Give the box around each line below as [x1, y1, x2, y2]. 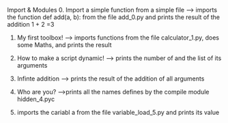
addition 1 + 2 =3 [7, 20, 55, 28]
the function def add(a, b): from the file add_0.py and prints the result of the [7, 13, 220, 21]
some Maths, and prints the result [16, 41, 112, 49]
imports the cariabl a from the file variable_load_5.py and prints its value [16, 109, 220, 116]
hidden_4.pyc [16, 95, 55, 103]
